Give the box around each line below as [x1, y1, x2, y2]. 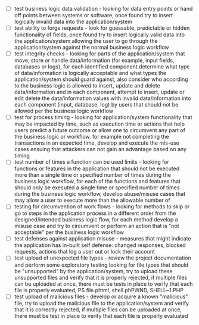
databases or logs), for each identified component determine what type [14, 63, 190, 70]
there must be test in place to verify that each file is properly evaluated [14, 312, 188, 319]
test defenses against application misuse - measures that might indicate [14, 235, 191, 242]
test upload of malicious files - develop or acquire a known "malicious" [14, 293, 188, 300]
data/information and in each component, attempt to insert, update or [14, 89, 185, 96]
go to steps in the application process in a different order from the [14, 210, 176, 217]
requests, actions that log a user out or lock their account [14, 248, 156, 255]
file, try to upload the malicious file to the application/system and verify [14, 299, 189, 307]
